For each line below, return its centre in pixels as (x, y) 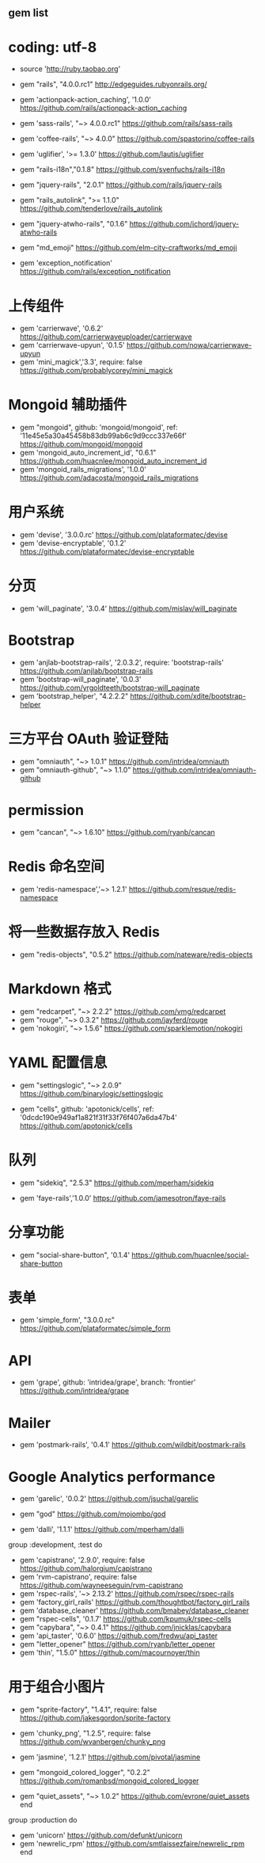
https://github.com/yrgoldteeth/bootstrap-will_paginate (110, 688)
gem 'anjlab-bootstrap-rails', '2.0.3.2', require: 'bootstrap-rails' (121, 663)
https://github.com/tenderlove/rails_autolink (91, 208)
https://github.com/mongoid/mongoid (81, 444)
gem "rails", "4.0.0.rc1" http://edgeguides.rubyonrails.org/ (113, 84)
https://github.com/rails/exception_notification (95, 272)
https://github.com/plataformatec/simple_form (95, 1328)
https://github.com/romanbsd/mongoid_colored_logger (109, 1781)
